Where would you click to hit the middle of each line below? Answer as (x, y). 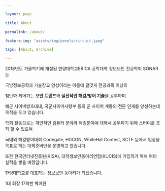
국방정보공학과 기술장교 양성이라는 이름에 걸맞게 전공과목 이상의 (66, 85)
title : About (18, 23)
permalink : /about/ (25, 32)
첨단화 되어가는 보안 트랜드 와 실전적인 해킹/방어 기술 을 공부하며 (66, 96)
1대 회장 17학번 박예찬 (26, 184)
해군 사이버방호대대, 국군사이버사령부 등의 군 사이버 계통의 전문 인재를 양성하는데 (83, 106)
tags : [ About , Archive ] (30, 50)
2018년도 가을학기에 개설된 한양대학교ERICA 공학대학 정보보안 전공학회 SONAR (82, 69)
